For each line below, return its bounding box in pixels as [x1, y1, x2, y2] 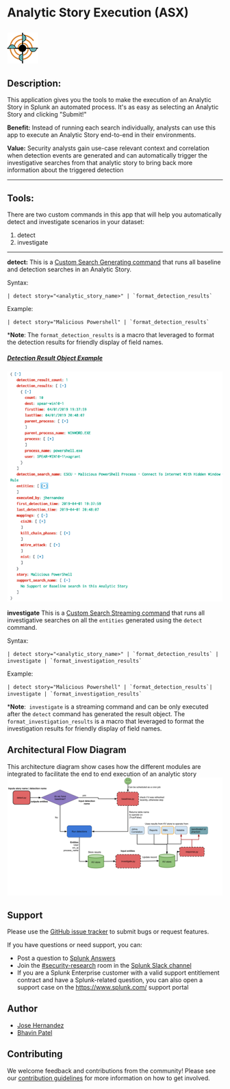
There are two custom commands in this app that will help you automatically [7, 210, 222, 219]
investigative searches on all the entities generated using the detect [7, 615, 203, 624]
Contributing [7, 1049, 63, 1060]
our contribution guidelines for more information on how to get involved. [7, 1074, 210, 1082]
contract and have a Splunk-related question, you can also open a [16, 976, 203, 984]
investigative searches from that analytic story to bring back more [7, 159, 193, 167]
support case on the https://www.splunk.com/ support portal [16, 983, 189, 992]
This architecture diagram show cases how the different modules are [7, 762, 201, 770]
